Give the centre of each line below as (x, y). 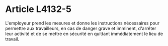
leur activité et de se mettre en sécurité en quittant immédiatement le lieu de (84, 33)
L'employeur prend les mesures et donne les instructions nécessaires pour (82, 23)
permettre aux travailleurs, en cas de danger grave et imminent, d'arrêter (81, 28)
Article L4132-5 (38, 9)
